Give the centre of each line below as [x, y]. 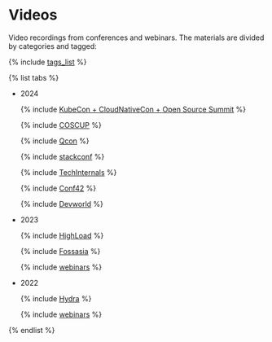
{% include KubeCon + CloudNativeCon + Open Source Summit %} [133, 109]
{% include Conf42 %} [58, 188]
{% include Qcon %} [55, 141]
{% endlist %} [32, 330]
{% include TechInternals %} [68, 172]
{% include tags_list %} [48, 62]
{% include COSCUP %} [61, 125]
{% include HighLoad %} [62, 235]
